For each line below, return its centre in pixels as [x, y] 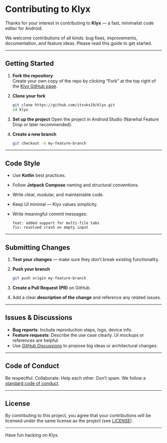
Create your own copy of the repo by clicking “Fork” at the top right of [84, 81]
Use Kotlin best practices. [39, 175]
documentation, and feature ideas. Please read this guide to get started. [79, 43]
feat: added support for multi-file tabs [56, 223]
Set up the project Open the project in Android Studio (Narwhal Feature [85, 119]
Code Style [23, 163]
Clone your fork [29, 96]
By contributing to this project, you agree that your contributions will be [78, 416]
